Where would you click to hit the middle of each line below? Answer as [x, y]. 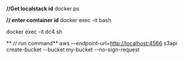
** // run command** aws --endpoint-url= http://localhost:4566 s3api [92, 43]
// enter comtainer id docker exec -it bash [59, 20]
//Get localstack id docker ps [43, 9]
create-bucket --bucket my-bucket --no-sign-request [73, 49]
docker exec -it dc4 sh [34, 32]
